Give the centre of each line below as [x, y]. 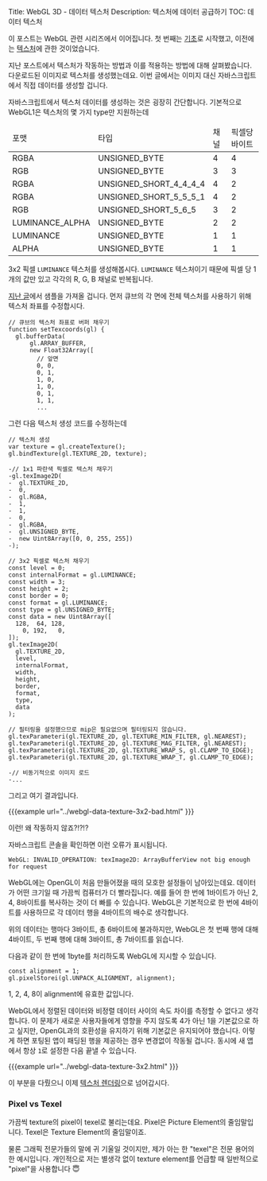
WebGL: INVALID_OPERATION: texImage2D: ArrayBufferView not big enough [129, 860]
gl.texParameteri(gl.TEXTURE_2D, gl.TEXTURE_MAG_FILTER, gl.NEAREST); [128, 744]
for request [28, 867]
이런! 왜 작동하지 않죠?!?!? [48, 828]
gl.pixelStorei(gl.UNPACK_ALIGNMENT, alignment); [92, 978]
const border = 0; [39, 596]
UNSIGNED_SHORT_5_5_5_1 [151, 197]
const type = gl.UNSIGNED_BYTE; [62, 610]
